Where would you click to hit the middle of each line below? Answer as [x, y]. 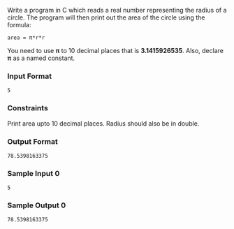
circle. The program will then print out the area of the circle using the [106, 17]
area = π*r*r [26, 38]
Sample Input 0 [34, 173]
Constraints [28, 108]
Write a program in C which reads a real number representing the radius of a [117, 10]
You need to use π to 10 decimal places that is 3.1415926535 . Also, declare [115, 51]
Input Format [30, 76]
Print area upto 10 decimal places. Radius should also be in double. [103, 123]
